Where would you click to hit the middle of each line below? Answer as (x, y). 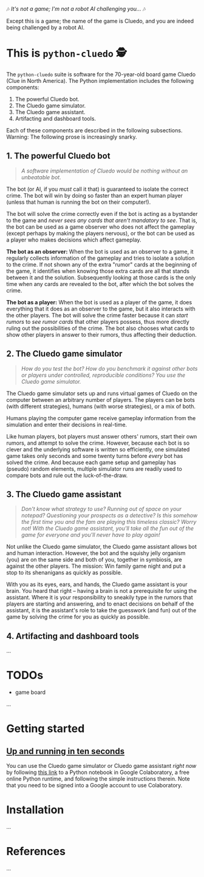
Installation (35, 810)
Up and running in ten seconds (66, 751)
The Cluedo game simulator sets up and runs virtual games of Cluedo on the (102, 393)
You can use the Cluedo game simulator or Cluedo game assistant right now (101, 766)
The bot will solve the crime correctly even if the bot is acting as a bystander (102, 213)
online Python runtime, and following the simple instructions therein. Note (98, 779)
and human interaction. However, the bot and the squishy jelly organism (96, 553)
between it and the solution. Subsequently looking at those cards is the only (101, 277)
